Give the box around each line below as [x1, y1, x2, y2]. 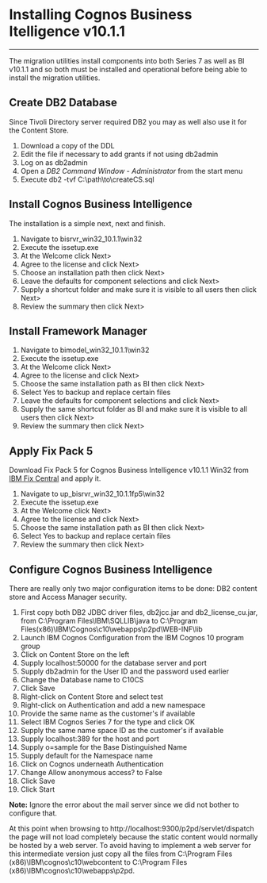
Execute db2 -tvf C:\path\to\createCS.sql [20, 175, 154, 184]
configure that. [9, 808, 58, 818]
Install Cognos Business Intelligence [9, 198, 193, 211]
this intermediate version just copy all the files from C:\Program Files [9, 849, 233, 858]
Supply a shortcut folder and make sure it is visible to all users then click [20, 284, 257, 294]
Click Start [20, 785, 55, 794]
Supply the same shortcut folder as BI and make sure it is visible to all [20, 405, 248, 414]
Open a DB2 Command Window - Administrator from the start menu [20, 166, 243, 175]
